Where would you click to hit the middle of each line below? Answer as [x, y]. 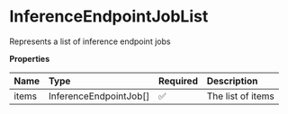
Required [178, 81]
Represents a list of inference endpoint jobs [90, 41]
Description [232, 81]
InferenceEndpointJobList [109, 17]
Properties [30, 58]
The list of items [240, 96]
